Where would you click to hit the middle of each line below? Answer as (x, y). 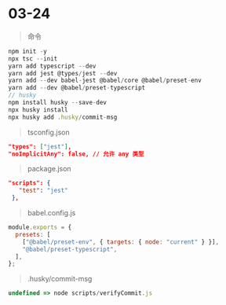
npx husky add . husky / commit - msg (63, 117)
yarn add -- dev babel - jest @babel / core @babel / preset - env (105, 81)
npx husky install (38, 110)
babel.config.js (51, 213)
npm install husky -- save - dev (58, 103)
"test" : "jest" (43, 191)
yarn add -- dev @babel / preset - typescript (77, 88)
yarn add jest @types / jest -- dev (63, 73)
